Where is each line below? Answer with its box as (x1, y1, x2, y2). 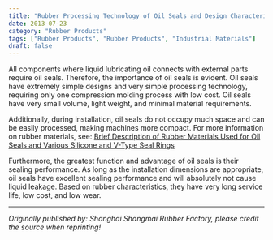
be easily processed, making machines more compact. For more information (8, 123, 264, 133)
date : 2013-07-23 (8, 19, 67, 28)
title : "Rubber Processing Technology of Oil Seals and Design (8, 11, 227, 20)
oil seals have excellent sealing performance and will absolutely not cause (8, 174, 257, 183)
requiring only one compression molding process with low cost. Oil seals (8, 90, 252, 100)
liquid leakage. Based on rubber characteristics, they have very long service (8, 182, 263, 191)
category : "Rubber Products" (8, 27, 107, 35)
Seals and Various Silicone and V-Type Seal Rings (8, 140, 175, 150)
